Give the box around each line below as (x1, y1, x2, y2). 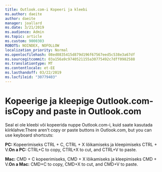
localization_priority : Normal (5, 47, 68, 52)
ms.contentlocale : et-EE (5, 66, 55, 71)
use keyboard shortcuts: (5, 132, 54, 138)
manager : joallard (5, 20, 42, 26)
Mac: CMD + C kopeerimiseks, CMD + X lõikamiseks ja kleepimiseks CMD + (5, 156, 157, 162)
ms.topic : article (5, 34, 42, 39)
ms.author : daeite (5, 12, 42, 16)
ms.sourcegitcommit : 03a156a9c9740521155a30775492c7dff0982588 (5, 57, 135, 62)
